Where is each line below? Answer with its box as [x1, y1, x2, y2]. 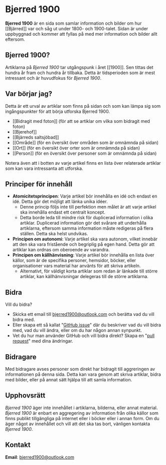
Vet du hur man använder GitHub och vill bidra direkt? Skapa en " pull [12, 333, 155, 339]
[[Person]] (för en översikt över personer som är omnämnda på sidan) [12, 150, 157, 156]
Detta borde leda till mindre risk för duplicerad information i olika [20, 215, 153, 221]
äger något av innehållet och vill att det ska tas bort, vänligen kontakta [5, 421, 150, 427]
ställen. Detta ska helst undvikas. [20, 231, 88, 237]
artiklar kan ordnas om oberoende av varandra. [12, 247, 110, 253]
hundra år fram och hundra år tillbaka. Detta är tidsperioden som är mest [5, 70, 155, 76]
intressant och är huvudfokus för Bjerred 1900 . [5, 75, 102, 81]
